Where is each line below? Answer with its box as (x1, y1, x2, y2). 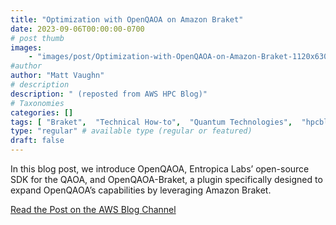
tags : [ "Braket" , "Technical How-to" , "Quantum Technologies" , (10, 117, 293, 127)
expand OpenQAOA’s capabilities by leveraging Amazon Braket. (10, 184, 272, 196)
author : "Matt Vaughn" (10, 71, 105, 81)
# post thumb (10, 33, 65, 43)
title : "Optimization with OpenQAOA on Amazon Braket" (10, 14, 244, 25)
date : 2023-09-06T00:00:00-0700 (10, 24, 145, 34)
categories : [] (10, 107, 74, 118)
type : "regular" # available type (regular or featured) (10, 126, 253, 136)
